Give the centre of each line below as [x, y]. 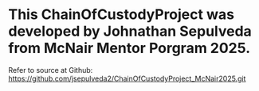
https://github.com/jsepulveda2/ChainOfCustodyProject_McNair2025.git [127, 78]
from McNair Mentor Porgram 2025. [129, 48]
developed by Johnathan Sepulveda [130, 31]
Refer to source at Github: [51, 70]
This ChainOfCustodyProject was [122, 15]
